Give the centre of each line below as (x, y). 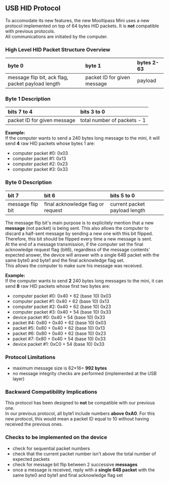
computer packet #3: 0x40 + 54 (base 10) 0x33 (62, 312)
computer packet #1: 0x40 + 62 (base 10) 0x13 (61, 301)
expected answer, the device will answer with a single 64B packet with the (82, 255)
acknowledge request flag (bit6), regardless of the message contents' (78, 250)
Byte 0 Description (28, 183)
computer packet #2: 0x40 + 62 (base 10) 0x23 (62, 307)
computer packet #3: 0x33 (40, 169)
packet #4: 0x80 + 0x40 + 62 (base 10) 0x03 (59, 323)
